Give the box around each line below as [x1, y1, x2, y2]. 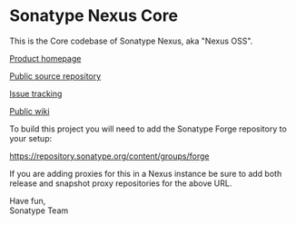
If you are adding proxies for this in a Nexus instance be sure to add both [9, 168, 282, 179]
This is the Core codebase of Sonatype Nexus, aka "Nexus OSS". [9, 35, 253, 46]
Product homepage [9, 53, 82, 64]
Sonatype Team [9, 205, 69, 216]
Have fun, [9, 195, 46, 206]
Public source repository [9, 70, 102, 82]
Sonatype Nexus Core [9, 5, 179, 26]
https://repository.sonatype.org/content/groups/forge [9, 151, 210, 161]
